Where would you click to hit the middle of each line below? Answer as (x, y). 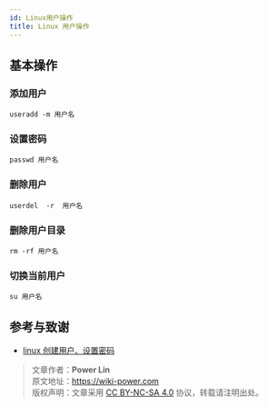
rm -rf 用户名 (34, 252)
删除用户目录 (38, 230)
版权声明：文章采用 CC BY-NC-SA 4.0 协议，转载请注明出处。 (147, 392)
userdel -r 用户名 (46, 205)
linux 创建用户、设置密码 (69, 351)
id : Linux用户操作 (42, 18)
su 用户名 (26, 297)
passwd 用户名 (34, 160)
